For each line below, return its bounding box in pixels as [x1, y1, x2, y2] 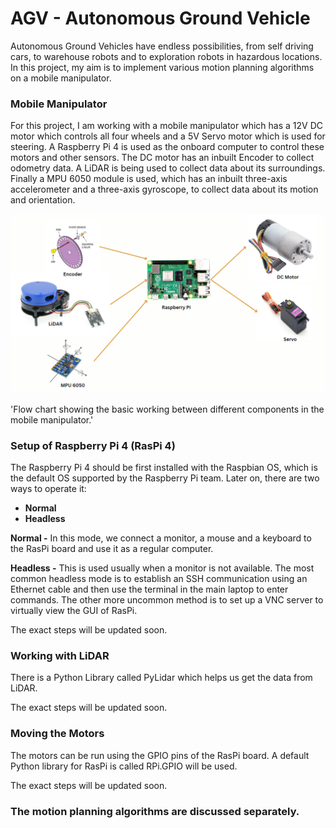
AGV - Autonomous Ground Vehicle [10, 7, 311, 30]
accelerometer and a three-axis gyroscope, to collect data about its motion [10, 183, 319, 196]
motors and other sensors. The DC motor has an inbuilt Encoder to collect [10, 152, 315, 164]
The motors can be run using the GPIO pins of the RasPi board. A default [10, 749, 310, 761]
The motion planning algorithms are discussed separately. [10, 804, 300, 818]
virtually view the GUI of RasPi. [10, 604, 138, 616]
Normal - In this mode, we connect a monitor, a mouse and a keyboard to [10, 532, 312, 544]
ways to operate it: [10, 482, 87, 494]
